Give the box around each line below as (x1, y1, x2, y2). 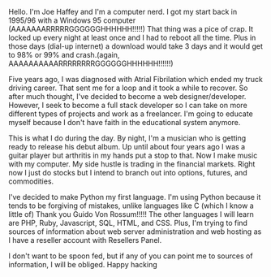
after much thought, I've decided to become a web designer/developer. (8, 92, 247, 101)
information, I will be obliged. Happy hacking (8, 260, 158, 269)
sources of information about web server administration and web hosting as (8, 227, 262, 236)
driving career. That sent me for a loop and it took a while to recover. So (8, 83, 248, 93)
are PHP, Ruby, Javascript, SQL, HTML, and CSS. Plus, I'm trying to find (8, 219, 247, 227)
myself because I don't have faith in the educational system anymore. (8, 118, 241, 127)
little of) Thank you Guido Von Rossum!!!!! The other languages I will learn (8, 210, 254, 219)
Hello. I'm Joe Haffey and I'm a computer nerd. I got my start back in (8, 7, 238, 16)
